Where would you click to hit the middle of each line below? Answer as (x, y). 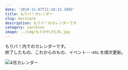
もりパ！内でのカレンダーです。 (37, 46)
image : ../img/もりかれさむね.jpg (37, 32)
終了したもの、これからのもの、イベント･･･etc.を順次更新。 (65, 52)
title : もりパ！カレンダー (29, 14)
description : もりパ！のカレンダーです (41, 23)
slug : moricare (20, 18)
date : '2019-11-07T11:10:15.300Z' (40, 9)
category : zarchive (25, 28)
